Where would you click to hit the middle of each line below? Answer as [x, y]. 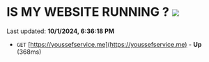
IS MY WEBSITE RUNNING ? [88, 12]
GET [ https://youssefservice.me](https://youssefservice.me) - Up [109, 44]
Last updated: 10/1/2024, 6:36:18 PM [61, 31]
